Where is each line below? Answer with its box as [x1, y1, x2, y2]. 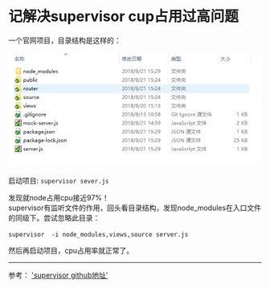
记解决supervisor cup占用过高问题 [8, 7, 239, 26]
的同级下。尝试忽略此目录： [8, 213, 100, 223]
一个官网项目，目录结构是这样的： [8, 35, 121, 45]
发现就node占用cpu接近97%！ [8, 193, 110, 203]
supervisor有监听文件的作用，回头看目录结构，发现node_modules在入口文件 [8, 203, 261, 213]
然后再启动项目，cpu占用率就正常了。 [8, 246, 134, 256]
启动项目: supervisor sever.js [8, 176, 110, 186]
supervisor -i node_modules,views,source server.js [8, 231, 189, 239]
